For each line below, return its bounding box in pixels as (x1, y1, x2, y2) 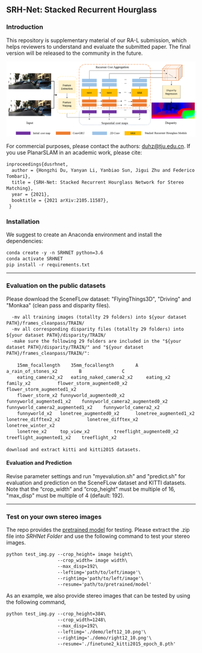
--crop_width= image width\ (57, 557, 128, 564)
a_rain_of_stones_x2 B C (6, 368, 125, 374)
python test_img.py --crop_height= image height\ (6, 551, 133, 558)
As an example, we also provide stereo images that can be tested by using (6, 592, 191, 599)
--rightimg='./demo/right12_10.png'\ (57, 635, 152, 641)
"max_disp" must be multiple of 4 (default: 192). (6, 492, 124, 499)
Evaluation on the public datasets (6, 281, 106, 290)
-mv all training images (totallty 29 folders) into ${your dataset (11, 314, 187, 320)
